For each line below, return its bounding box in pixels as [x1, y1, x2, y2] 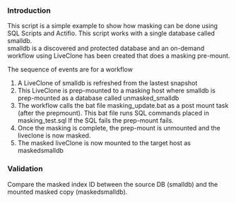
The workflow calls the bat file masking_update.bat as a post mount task [17, 101, 229, 110]
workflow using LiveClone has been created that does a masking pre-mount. [7, 51, 230, 60]
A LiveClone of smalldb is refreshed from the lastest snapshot [17, 79, 198, 87]
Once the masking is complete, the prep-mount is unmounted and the [17, 124, 221, 133]
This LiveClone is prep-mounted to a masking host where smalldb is [17, 87, 216, 95]
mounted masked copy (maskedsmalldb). [7, 187, 128, 196]
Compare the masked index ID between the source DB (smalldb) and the [7, 180, 218, 188]
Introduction [7, 6, 51, 16]
